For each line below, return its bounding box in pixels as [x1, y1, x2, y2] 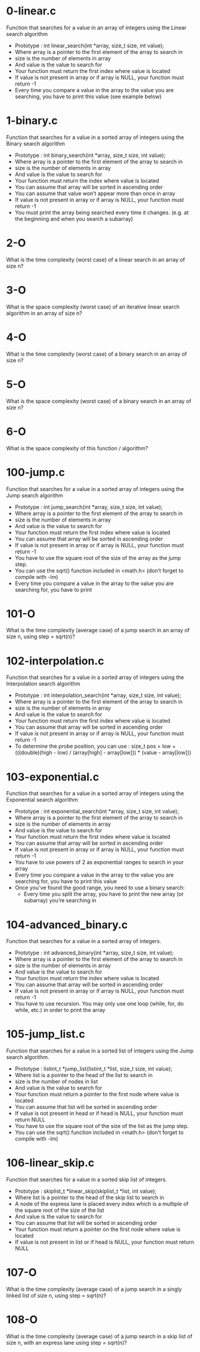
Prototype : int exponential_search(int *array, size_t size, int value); [14, 808, 179, 815]
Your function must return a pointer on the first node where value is [14, 1226, 181, 1233]
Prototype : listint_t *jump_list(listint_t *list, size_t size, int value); [14, 1065, 173, 1072]
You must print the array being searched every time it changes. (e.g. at [14, 208, 189, 216]
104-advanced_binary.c [6, 918, 128, 932]
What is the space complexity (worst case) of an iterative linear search [6, 303, 180, 310]
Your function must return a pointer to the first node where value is [14, 1091, 179, 1098]
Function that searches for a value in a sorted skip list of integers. [6, 1176, 167, 1183]
